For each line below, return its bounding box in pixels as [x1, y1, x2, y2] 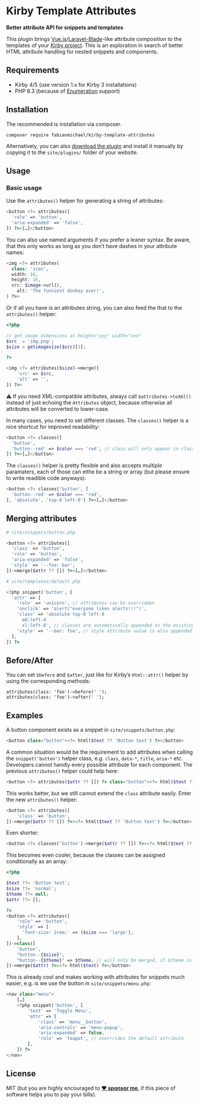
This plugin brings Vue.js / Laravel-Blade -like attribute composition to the [6, 35, 182, 42]
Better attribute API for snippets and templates [6, 24, 124, 31]
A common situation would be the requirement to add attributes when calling [6, 748, 193, 755]
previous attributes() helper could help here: [6, 767, 118, 774]
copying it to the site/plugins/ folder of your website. [6, 149, 139, 156]
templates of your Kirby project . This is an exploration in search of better [6, 42, 184, 49]
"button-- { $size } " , [17, 952, 65, 958]
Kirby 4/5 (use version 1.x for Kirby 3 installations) [14, 81, 137, 88]
